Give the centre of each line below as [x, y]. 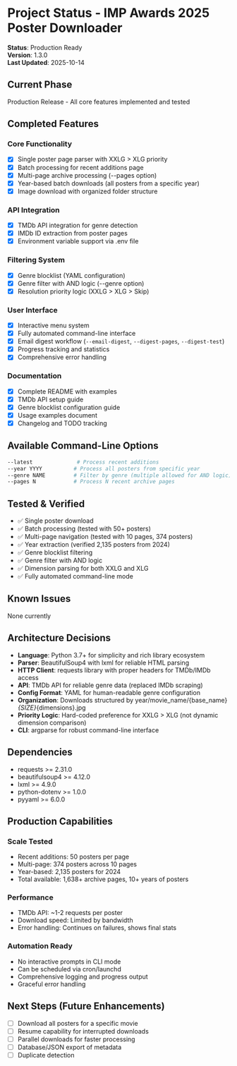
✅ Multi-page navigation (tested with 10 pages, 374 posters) [105, 537]
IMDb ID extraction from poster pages [73, 234]
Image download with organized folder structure [87, 191]
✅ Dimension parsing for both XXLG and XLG [83, 569]
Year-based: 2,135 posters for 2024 [69, 872]
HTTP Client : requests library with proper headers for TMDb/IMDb [114, 670]
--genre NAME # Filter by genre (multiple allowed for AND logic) [120, 475]
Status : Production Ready [45, 47]
